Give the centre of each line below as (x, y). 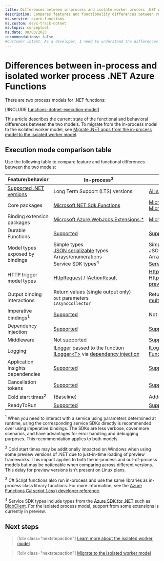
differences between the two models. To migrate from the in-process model (81, 124)
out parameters (71, 298)
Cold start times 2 (27, 397)
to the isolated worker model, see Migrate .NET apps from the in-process (79, 129)
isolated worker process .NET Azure (80, 76)
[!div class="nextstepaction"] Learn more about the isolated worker (85, 539)
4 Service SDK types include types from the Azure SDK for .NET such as (78, 500)
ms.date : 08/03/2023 (26, 32)
